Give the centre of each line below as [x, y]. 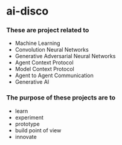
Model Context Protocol [44, 69]
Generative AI [32, 82]
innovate [26, 137]
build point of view [38, 130]
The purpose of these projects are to [61, 98]
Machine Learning [37, 43]
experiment [29, 117]
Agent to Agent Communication [54, 76]
